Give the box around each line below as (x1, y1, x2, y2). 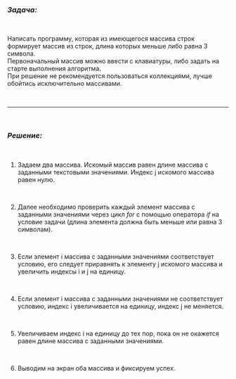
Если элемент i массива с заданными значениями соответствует (17, 252, 214, 261)
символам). (17, 225, 53, 233)
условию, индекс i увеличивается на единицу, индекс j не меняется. (17, 302, 223, 310)
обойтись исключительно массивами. (7, 79, 122, 88)
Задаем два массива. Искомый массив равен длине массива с (17, 160, 209, 169)
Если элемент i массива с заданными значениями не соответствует (17, 294, 223, 303)
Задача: (7, 5, 37, 15)
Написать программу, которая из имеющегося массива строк (7, 34, 195, 43)
